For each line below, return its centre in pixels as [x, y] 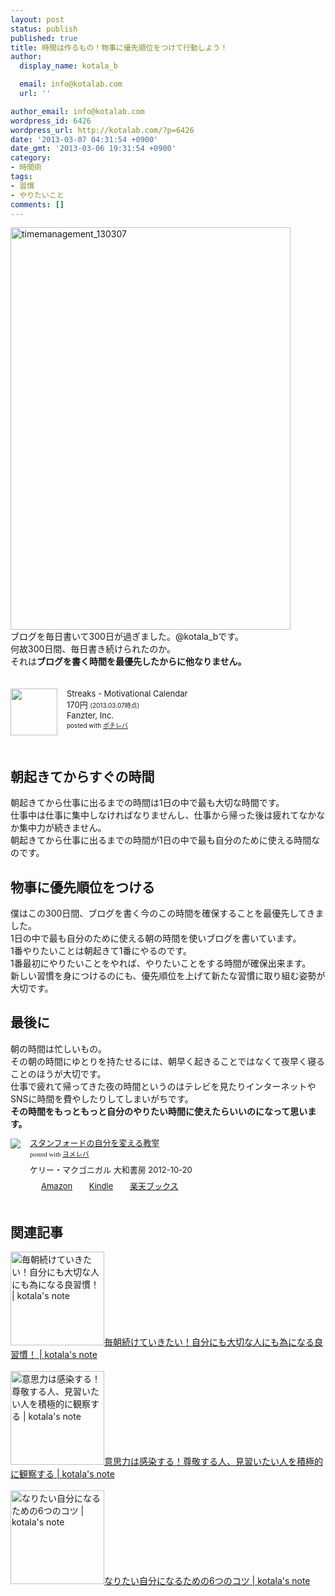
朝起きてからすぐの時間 [82, 776]
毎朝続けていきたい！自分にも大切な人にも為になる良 [213, 1342]
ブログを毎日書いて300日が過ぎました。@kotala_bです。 [127, 637]
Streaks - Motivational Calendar [127, 694]
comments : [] [37, 204]
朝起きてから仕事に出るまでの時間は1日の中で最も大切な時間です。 [147, 803]
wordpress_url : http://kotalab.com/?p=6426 [102, 130]
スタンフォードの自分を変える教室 [94, 1142]
